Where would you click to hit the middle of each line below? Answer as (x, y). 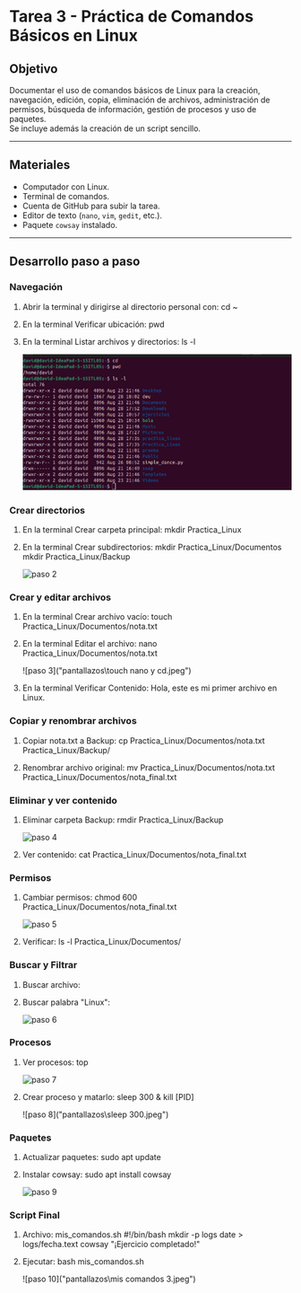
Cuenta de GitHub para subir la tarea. (91, 206)
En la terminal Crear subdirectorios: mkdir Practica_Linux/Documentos (152, 547)
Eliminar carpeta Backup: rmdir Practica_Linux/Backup (123, 820)
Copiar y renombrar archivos (73, 721)
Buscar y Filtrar (43, 965)
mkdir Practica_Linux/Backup (76, 557)
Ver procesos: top (55, 1062)
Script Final (34, 1216)
